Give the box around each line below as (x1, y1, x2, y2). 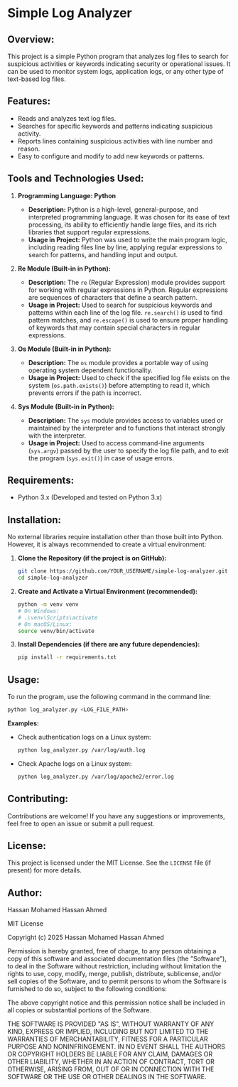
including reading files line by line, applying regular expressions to (28, 243, 222, 252)
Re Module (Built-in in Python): (17, 264, 112, 273)
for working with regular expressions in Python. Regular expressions (28, 286, 229, 294)
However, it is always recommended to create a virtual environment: (7, 540, 207, 548)
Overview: (7, 33, 55, 45)
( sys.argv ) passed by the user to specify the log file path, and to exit (28, 446, 229, 455)
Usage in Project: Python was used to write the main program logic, (28, 235, 227, 244)
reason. (17, 144, 40, 153)
